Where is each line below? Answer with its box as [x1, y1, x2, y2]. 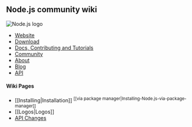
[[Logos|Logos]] [14, 108, 55, 115]
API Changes [14, 114, 47, 121]
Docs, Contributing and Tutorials [14, 44, 94, 51]
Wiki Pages [6, 82, 34, 90]
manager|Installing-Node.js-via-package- [102, 96, 187, 102]
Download [14, 38, 40, 45]
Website [14, 32, 35, 39]
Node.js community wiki [6, 5, 97, 15]
